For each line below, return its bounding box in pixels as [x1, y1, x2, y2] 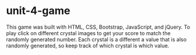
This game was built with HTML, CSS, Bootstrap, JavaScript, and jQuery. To [6, 23, 191, 30]
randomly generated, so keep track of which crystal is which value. [6, 42, 169, 49]
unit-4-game [6, 4, 71, 18]
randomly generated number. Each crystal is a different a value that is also [6, 36, 187, 43]
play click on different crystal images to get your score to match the [6, 29, 171, 36]
